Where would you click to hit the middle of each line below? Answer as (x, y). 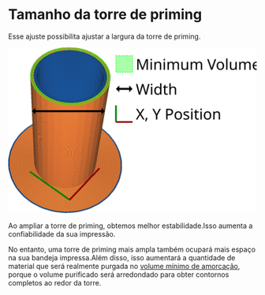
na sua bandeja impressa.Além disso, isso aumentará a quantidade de (122, 257)
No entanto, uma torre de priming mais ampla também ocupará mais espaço (132, 249)
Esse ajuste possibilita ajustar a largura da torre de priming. (105, 36)
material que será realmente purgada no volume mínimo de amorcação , (124, 266)
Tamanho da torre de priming (105, 15)
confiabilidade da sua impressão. (62, 233)
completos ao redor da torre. (55, 282)
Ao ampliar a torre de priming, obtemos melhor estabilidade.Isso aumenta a (131, 226)
